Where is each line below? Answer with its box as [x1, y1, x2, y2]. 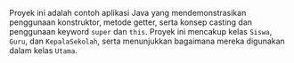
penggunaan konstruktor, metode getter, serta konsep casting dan [9, 17, 252, 28]
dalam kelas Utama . [9, 45, 78, 56]
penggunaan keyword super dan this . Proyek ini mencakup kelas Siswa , [9, 27, 273, 36]
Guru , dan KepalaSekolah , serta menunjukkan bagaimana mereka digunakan [9, 35, 285, 46]
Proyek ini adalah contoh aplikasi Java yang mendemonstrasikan [9, 8, 247, 18]
